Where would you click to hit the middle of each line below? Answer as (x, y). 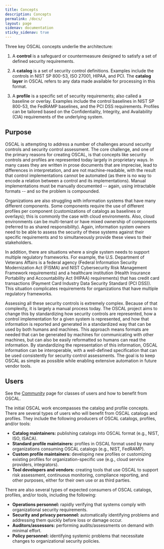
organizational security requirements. (50, 510)
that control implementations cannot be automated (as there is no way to (78, 175)
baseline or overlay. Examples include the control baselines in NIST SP (83, 101)
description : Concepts (28, 14)
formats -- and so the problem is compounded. (53, 191)
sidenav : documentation (29, 28)
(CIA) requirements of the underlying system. (58, 117)
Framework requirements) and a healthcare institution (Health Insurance (78, 273)
